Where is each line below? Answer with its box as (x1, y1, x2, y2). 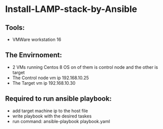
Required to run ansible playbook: (5, 95, 112, 103)
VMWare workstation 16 (12, 36, 61, 42)
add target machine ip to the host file (12, 108, 88, 114)
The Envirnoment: (5, 51, 62, 59)
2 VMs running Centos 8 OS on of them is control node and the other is (12, 64, 158, 70)
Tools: (5, 23, 25, 32)
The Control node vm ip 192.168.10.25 (12, 75, 89, 81)
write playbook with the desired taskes (12, 113, 92, 119)
